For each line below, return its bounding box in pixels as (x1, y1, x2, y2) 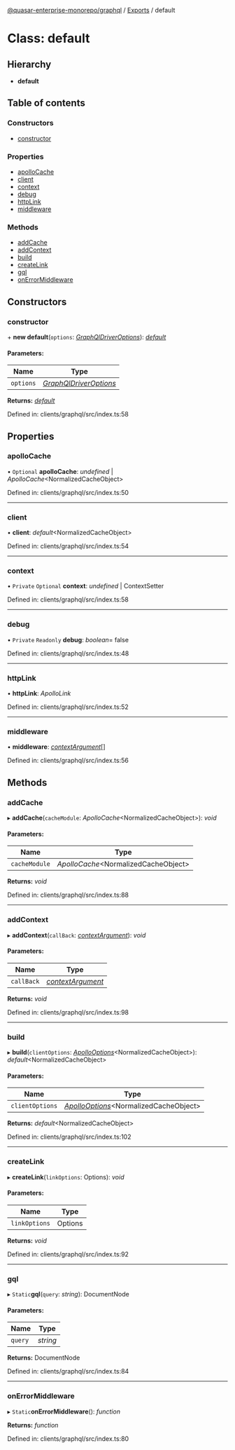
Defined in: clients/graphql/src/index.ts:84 (7, 1367, 129, 1376)
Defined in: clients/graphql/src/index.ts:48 (7, 649, 129, 658)
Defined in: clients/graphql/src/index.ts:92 (7, 1249, 129, 1258)
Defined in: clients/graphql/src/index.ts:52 (7, 703, 129, 711)
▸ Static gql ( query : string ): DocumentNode (7, 1290, 129, 1299)
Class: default (7, 31, 90, 46)
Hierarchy (7, 58, 52, 70)
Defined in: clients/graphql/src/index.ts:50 (7, 488, 129, 496)
